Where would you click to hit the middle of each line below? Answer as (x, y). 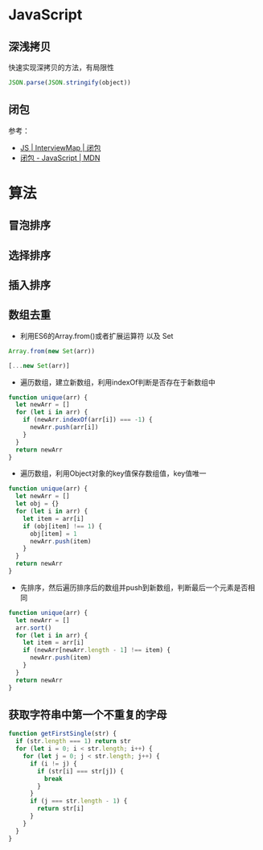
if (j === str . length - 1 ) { (78, 801)
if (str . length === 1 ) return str (73, 741)
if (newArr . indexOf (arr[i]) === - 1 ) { (88, 420)
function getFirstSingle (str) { (62, 734)
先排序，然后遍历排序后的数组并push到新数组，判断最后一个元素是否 (134, 587)
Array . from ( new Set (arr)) (51, 351)
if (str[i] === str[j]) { (81, 771)
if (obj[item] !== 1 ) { (63, 526)
